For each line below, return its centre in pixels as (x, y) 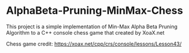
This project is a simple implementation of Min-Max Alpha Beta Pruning (92, 26)
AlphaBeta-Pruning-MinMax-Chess (94, 11)
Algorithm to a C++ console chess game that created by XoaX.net (85, 32)
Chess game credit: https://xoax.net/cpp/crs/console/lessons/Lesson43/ (94, 44)
